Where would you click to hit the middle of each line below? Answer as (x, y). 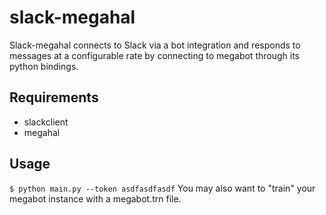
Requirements (54, 97)
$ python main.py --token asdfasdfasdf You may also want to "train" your (162, 188)
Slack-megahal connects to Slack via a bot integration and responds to (155, 45)
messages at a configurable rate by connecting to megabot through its (154, 55)
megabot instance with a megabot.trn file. (95, 198)
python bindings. (44, 66)
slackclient (46, 122)
